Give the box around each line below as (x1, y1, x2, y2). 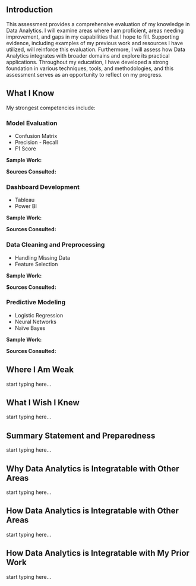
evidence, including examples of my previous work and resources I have (6, 39, 184, 46)
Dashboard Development (6, 182, 80, 191)
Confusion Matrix (14, 132, 58, 139)
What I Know (6, 89, 55, 99)
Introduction (6, 5, 53, 15)
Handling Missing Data (14, 254, 70, 261)
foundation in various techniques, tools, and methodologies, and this (6, 65, 174, 72)
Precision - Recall (14, 138, 58, 146)
